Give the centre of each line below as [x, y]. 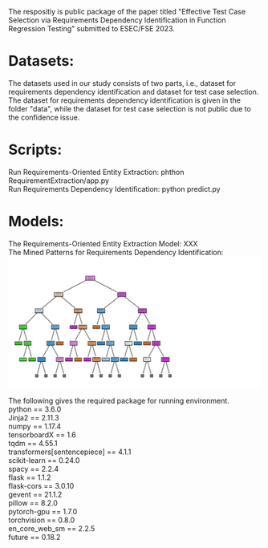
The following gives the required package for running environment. [119, 401]
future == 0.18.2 [35, 538]
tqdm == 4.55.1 [33, 444]
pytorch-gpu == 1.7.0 [43, 512]
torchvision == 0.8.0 [42, 520]
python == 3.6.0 [35, 409]
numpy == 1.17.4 [35, 426]
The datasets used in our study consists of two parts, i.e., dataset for [122, 83]
